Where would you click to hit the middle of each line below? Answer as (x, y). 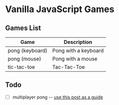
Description (78, 42)
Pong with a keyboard (78, 50)
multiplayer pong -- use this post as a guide (58, 97)
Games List (23, 28)
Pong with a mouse (75, 59)
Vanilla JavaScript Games (60, 9)
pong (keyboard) (28, 50)
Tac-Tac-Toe (69, 67)
